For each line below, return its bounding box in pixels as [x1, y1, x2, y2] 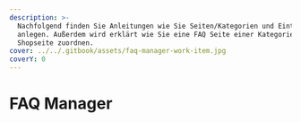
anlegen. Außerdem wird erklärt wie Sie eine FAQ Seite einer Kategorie [17, 30, 295, 39]
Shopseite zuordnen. [17, 38, 94, 48]
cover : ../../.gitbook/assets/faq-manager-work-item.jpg [9, 47, 227, 56]
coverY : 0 [9, 55, 47, 64]
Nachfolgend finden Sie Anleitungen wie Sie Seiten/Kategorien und [17, 22, 275, 30]
